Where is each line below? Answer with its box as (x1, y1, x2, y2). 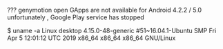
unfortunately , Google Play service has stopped (7, 13, 145, 21)
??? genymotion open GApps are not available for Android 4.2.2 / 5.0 (7, 6, 202, 14)
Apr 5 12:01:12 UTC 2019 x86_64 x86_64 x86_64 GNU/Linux (7, 34, 176, 42)
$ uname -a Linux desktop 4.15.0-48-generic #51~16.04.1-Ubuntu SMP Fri (7, 27, 217, 35)
